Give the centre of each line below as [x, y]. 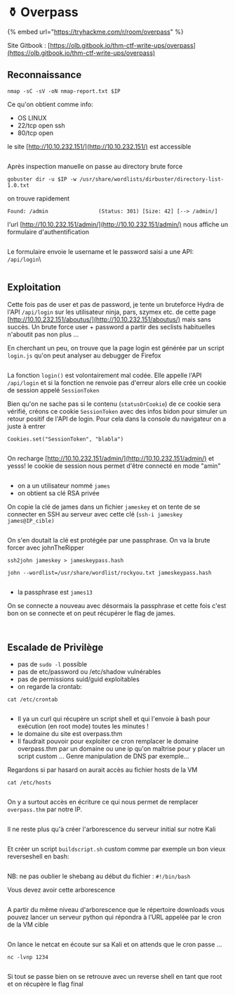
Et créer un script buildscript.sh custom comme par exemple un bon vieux [116, 849]
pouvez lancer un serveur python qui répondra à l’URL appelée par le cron [115, 917]
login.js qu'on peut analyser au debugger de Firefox [84, 355]
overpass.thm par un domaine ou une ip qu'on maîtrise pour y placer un [121, 749]
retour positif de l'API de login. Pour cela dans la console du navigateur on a [117, 419]
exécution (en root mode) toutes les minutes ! [83, 726]
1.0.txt [19, 185]
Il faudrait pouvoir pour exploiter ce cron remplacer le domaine [108, 741]
